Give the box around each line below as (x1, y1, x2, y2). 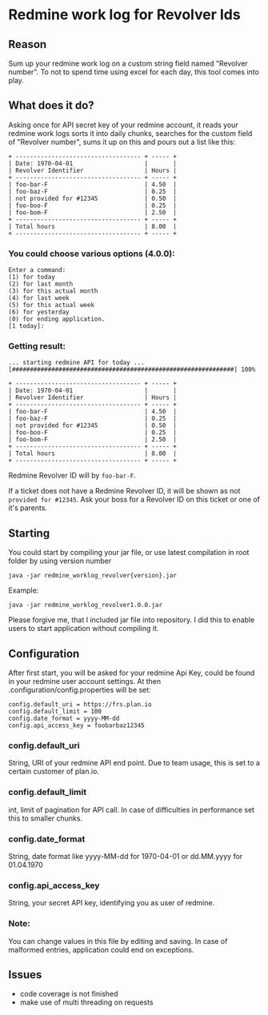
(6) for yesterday (8, 308, 70, 317)
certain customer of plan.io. (8, 766, 100, 777)
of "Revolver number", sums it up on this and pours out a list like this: (8, 137, 236, 146)
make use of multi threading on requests (19, 997, 154, 1007)
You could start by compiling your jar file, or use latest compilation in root (8, 548, 250, 557)
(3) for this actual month (8, 287, 98, 295)
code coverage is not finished (19, 989, 118, 999)
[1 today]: (8, 322, 45, 330)
